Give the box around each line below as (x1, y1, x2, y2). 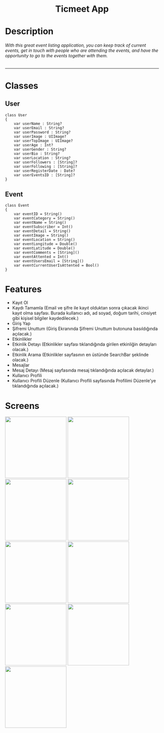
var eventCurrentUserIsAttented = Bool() (14, 263, 99, 268)
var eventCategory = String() (14, 216, 76, 221)
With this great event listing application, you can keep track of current (5, 42, 146, 48)
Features (5, 284, 42, 295)
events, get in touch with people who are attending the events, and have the (5, 47, 159, 53)
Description (5, 26, 54, 37)
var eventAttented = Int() (14, 255, 69, 260)
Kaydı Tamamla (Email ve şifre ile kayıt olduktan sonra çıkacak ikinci (12, 305, 149, 311)
